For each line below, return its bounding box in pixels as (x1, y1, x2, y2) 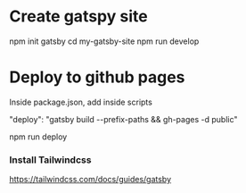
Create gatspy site (9, 6, 149, 27)
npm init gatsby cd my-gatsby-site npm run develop (9, 36, 200, 46)
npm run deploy (9, 131, 68, 142)
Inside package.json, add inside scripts (9, 96, 153, 107)
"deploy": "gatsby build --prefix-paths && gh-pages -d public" (9, 113, 238, 124)
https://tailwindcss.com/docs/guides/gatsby (9, 174, 172, 185)
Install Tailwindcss (9, 154, 92, 166)
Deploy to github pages (9, 67, 185, 88)
